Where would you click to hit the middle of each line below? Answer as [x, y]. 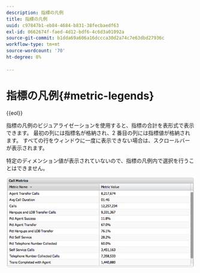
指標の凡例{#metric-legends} [80, 96]
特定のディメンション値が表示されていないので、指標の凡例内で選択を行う [98, 161]
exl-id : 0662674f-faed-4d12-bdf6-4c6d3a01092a [65, 32]
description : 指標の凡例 [35, 13]
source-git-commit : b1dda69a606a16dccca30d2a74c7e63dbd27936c [85, 38]
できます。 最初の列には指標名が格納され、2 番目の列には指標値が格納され [98, 133]
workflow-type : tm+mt [33, 44]
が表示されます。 [27, 148]
